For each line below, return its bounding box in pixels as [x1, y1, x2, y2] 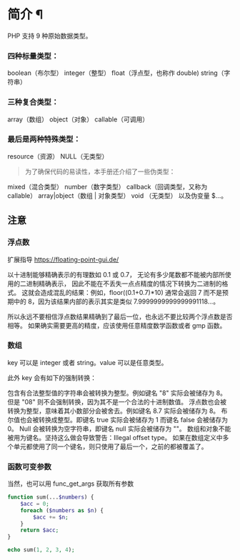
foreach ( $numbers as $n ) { [20, 506, 104, 514]
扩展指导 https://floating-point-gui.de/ [7, 255, 119, 264]
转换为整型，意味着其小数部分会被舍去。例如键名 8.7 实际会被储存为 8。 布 [7, 406, 228, 415]
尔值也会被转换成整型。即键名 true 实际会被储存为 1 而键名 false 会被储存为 [7, 415, 229, 424]
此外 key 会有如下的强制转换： [7, 373, 97, 382]
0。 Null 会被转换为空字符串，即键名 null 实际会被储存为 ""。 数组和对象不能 [7, 424, 231, 433]
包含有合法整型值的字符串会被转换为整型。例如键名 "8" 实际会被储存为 [7, 389, 215, 397]
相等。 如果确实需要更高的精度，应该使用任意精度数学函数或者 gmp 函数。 [7, 321, 226, 329]
